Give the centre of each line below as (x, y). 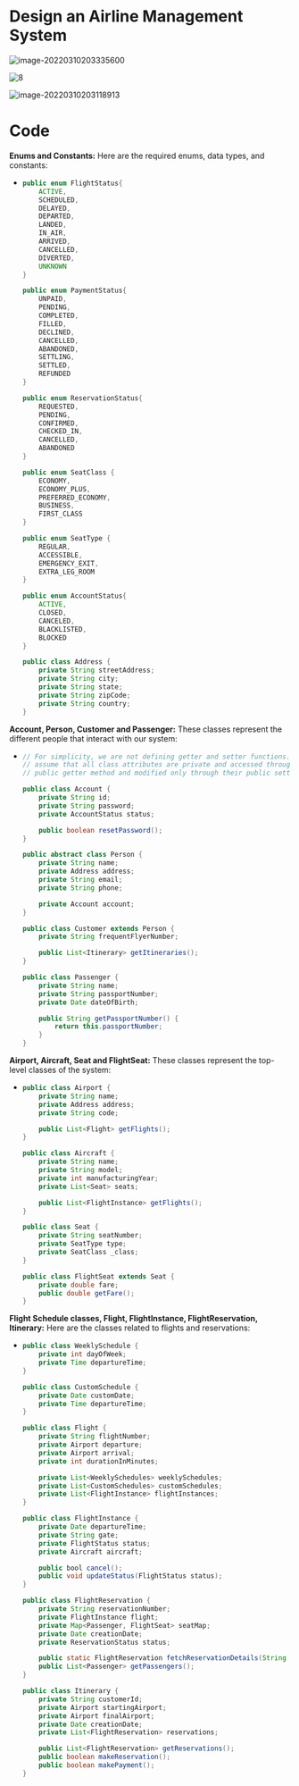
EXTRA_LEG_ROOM (67, 572)
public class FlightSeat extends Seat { (98, 1276)
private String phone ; (81, 888)
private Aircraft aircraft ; (91, 1552)
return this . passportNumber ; (109, 1027)
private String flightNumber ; (95, 1437)
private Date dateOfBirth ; (89, 1002)
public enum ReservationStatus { (82, 398)
